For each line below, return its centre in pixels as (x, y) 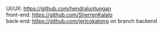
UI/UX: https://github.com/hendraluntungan (59, 9)
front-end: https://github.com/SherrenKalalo (60, 15)
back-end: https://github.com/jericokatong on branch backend (81, 21)
